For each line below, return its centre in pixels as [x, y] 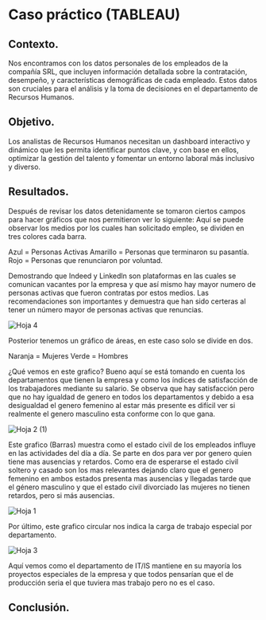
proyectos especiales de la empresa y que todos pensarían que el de [121, 574]
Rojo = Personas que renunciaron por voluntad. [85, 260]
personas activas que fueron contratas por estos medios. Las [108, 292]
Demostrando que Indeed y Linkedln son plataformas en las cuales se [122, 276]
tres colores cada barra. [48, 236]
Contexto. [33, 44]
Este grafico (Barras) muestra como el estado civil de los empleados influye [132, 445]
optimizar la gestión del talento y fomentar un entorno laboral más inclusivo [131, 158]
